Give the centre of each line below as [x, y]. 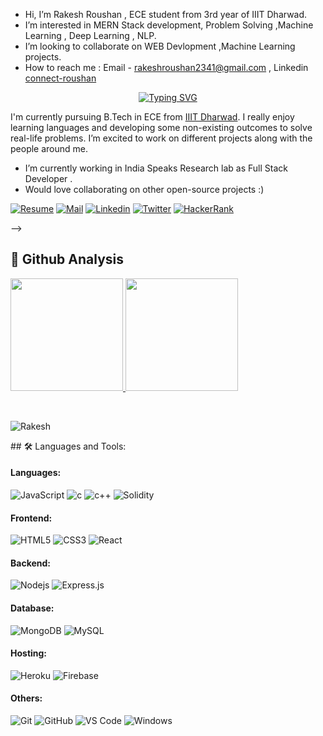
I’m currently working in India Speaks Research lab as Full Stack [156, 168]
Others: [26, 698]
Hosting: [29, 653]
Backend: [30, 563]
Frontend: [31, 518]
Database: [32, 608]
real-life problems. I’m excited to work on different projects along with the [161, 138]
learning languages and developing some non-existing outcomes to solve [161, 127]
